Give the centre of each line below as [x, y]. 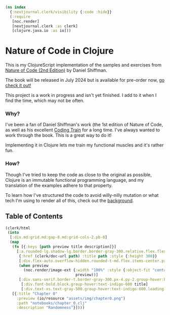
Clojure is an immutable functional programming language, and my [75, 180]
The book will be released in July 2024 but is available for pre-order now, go [85, 80]
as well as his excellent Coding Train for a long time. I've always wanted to [83, 130]
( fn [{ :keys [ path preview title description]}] [64, 247]
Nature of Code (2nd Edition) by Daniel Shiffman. [56, 70]
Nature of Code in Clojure [59, 51]
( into [13, 233]
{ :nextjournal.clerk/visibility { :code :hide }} [61, 12]
